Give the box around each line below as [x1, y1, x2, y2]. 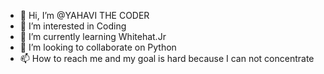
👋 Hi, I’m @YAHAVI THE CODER [19, 10, 150, 21]
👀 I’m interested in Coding [19, 20, 127, 32]
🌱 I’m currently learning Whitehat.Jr [19, 31, 167, 42]
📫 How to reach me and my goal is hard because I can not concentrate [19, 53, 315, 64]
